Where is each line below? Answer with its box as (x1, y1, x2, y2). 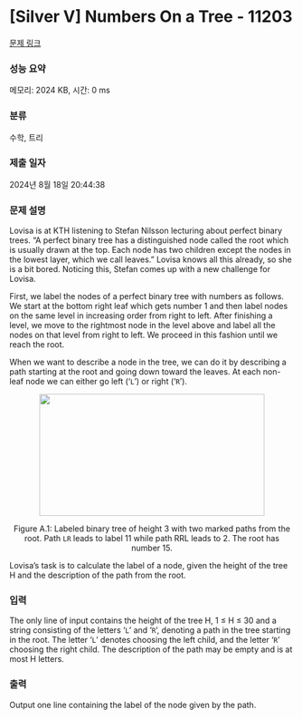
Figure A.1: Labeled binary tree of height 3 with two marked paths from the (13, 523, 291, 534)
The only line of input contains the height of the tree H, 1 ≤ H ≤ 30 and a (9, 615, 278, 627)
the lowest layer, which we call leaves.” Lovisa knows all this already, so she (9, 254, 292, 265)
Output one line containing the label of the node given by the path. (9, 699, 257, 710)
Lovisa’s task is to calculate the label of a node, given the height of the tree (9, 560, 288, 571)
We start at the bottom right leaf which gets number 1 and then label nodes (9, 301, 288, 312)
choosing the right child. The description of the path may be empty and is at (9, 644, 293, 655)
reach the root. (9, 339, 65, 350)
